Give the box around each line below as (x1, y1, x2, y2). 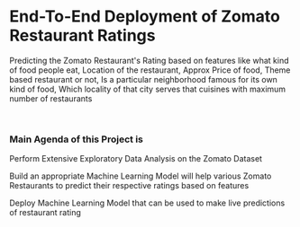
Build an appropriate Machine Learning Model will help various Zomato (9, 170, 272, 181)
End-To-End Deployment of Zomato (9, 6, 281, 27)
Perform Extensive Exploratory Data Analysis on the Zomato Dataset (9, 153, 263, 164)
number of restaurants (9, 92, 93, 104)
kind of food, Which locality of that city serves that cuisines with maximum (9, 83, 286, 94)
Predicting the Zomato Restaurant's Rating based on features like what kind (9, 55, 289, 65)
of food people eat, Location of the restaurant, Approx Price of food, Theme (9, 65, 291, 75)
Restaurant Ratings (9, 25, 156, 46)
